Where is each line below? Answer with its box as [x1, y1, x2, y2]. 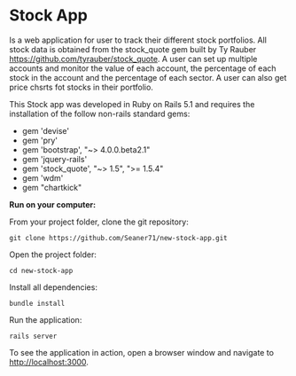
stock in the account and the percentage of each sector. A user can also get [9, 72, 287, 82]
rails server [9, 332, 58, 341]
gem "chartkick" [21, 182, 82, 192]
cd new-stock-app [9, 266, 74, 275]
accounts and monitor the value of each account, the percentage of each [9, 63, 277, 74]
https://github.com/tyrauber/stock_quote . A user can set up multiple [9, 53, 258, 64]
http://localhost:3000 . [9, 356, 89, 367]
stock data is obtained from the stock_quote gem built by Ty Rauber [9, 43, 257, 54]
